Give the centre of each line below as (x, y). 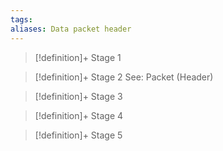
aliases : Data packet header (71, 29)
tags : (21, 19)
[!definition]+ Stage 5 (78, 135)
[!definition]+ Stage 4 (79, 115)
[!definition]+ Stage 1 (78, 57)
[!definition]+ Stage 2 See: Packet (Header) (124, 77)
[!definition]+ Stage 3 (78, 96)
